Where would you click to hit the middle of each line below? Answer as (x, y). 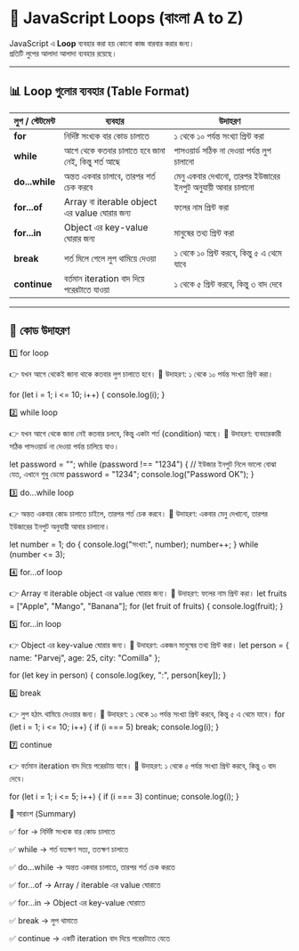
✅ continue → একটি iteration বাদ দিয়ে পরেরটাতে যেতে (90, 938)
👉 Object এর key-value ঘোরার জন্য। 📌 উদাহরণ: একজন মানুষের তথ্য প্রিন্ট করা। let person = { (149, 645)
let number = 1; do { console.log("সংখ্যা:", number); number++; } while (134, 544)
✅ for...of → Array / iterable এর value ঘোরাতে (85, 884)
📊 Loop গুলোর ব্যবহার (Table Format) (99, 91)
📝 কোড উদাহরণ (40, 331)
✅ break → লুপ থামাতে (44, 920)
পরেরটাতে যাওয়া (86, 289)
